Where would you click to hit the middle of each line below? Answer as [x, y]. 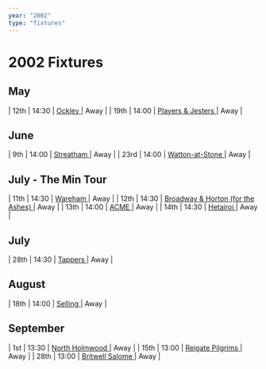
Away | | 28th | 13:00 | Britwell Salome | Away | [85, 356]
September [37, 329]
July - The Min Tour [58, 179]
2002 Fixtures [56, 62]
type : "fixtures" [37, 23]
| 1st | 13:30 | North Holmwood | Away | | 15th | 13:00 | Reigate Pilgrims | [125, 348]
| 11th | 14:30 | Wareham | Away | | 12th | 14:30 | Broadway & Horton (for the [131, 198]
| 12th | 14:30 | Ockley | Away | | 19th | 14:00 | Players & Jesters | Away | [125, 110]
